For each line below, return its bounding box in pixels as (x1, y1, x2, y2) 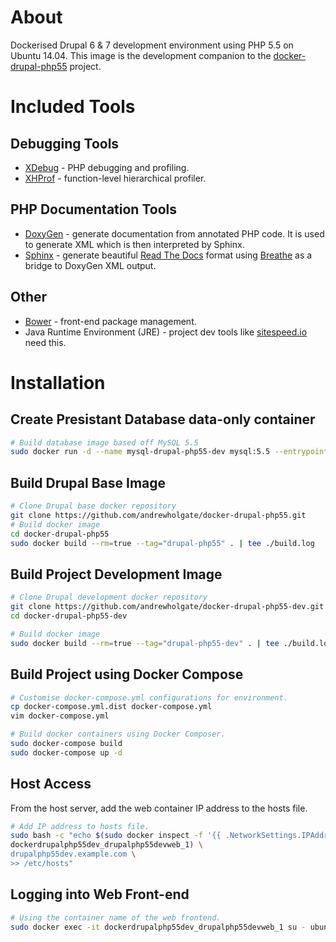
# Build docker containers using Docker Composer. (10, 729, 226, 740)
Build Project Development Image (10, 566, 223, 583)
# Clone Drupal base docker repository (10, 501, 177, 511)
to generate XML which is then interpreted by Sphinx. (24, 238, 245, 250)
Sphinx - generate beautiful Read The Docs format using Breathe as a (24, 249, 313, 261)
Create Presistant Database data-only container (10, 411, 316, 428)
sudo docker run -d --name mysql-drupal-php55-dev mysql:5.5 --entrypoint (10, 447, 329, 457)
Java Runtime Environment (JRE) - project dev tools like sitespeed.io (24, 326, 308, 338)
